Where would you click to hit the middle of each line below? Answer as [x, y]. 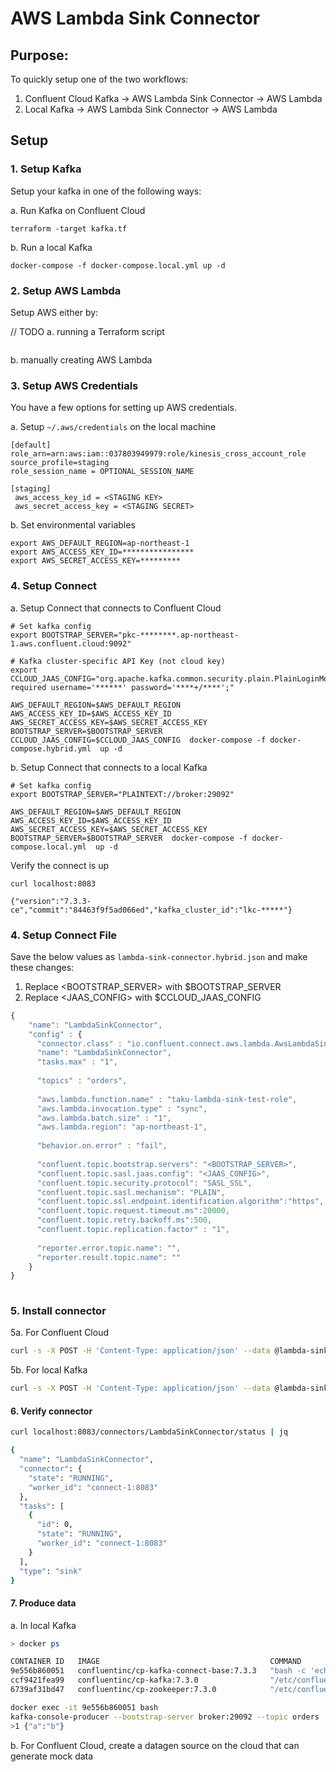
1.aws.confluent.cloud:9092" [71, 643]
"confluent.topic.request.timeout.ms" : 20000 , [133, 1211]
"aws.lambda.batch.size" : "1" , [104, 1118]
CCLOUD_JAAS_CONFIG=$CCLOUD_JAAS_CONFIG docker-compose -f [138, 740]
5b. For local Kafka [49, 1370]
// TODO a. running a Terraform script [87, 331]
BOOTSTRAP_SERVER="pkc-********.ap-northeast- [140, 635]
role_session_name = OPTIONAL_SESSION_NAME [102, 472]
